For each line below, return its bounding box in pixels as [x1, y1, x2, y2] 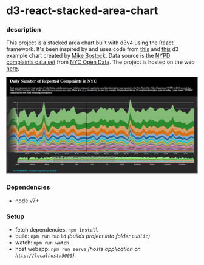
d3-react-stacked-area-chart [6, 4, 158, 18]
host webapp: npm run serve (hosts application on [15, 246, 141, 253]
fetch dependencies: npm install [15, 226, 98, 233]
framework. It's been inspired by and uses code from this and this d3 [6, 46, 179, 53]
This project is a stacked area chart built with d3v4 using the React [6, 39, 174, 46]
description [6, 26, 41, 34]
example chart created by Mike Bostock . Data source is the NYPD [6, 52, 171, 60]
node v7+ [15, 197, 39, 204]
